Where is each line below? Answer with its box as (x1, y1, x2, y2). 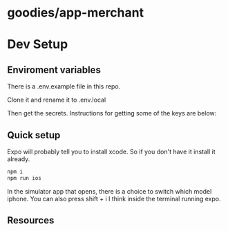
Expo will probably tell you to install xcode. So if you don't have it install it (7, 147, 216, 156)
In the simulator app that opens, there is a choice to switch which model (7, 187, 212, 195)
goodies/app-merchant (7, 5, 144, 21)
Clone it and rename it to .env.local (7, 95, 106, 104)
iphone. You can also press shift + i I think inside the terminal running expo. (7, 194, 221, 203)
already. (7, 155, 30, 163)
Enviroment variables (7, 64, 102, 75)
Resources (7, 214, 55, 226)
